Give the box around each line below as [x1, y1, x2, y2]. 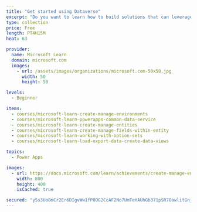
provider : [6, 46, 30, 53]
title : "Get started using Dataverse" [6, 8, 101, 15]
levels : [6, 90, 25, 95]
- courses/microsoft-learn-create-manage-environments [11, 111, 148, 117]
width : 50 [21, 74, 46, 80]
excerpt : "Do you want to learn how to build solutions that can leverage [6, 14, 193, 20]
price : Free [6, 25, 35, 31]
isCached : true [16, 187, 54, 193]
